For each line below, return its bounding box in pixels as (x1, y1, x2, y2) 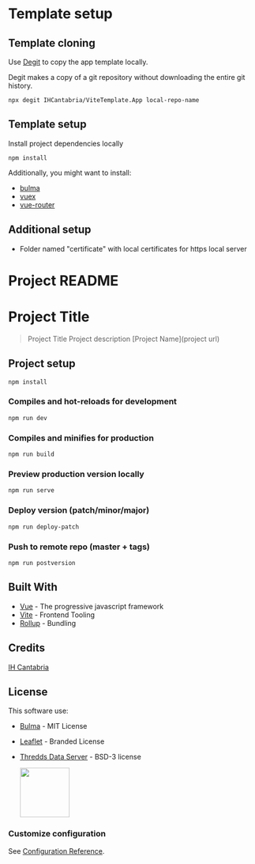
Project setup (8, 357, 77, 370)
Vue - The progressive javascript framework (19, 601, 164, 611)
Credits (8, 642, 46, 655)
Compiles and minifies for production (8, 432, 154, 443)
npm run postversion (8, 559, 77, 567)
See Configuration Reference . (8, 846, 105, 855)
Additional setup (8, 223, 92, 237)
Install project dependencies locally (8, 138, 124, 148)
